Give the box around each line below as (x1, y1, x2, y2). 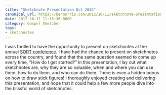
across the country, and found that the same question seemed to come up (5, 54, 156, 60)
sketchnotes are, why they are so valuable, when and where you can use (5, 64, 154, 70)
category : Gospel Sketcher (5, 21, 61, 26)
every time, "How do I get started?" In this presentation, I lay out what (5, 60, 147, 65)
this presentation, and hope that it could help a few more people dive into (5, 80, 154, 86)
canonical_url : (5, 12, 37, 17)
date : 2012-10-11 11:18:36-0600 (5, 16, 72, 21)
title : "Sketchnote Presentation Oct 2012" (5, 7, 96, 12)
